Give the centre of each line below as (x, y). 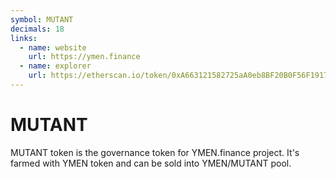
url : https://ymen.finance (84, 57)
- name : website (53, 47)
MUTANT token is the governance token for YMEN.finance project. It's (155, 152)
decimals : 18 (37, 29)
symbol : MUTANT (42, 19)
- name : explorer (55, 66)
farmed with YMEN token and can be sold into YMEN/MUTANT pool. (151, 163)
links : (24, 38)
